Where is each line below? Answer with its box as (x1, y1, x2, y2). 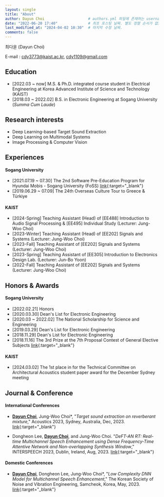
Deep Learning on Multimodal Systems (12, 134, 90, 140)
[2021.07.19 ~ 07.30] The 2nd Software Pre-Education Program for (12, 178, 145, 184)
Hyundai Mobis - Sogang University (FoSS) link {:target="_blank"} (12, 183, 144, 189)
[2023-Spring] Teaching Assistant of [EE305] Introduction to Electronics (12, 252, 158, 258)
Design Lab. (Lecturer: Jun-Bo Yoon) (12, 257, 86, 263)
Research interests (5, 116, 64, 124)
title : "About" (5, 12, 36, 17)
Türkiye (12, 194, 28, 199)
